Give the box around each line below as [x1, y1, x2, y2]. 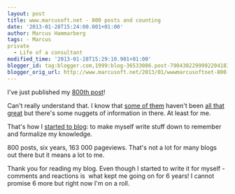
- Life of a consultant [13, 50, 83, 57]
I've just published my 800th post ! [7, 88, 106, 96]
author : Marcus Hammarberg [7, 29, 86, 37]
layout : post [7, 10, 45, 17]
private [7, 43, 30, 50]
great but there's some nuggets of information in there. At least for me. [7, 109, 211, 117]
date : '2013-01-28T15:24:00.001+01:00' [7, 23, 124, 30]
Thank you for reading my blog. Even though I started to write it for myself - [7, 164, 225, 172]
